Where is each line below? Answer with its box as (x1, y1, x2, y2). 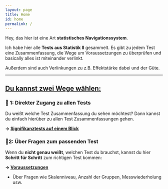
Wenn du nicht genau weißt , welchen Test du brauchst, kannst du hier (5, 149, 151, 155)
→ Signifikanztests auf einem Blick (5, 125, 79, 131)
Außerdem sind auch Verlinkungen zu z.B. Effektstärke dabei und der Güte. (5, 65, 160, 71)
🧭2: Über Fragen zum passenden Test (5, 138, 98, 145)
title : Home (5, 12, 30, 17)
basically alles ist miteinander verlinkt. (5, 55, 84, 61)
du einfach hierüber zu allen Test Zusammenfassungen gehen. (5, 115, 134, 121)
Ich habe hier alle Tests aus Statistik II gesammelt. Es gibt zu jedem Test (5, 44, 155, 50)
